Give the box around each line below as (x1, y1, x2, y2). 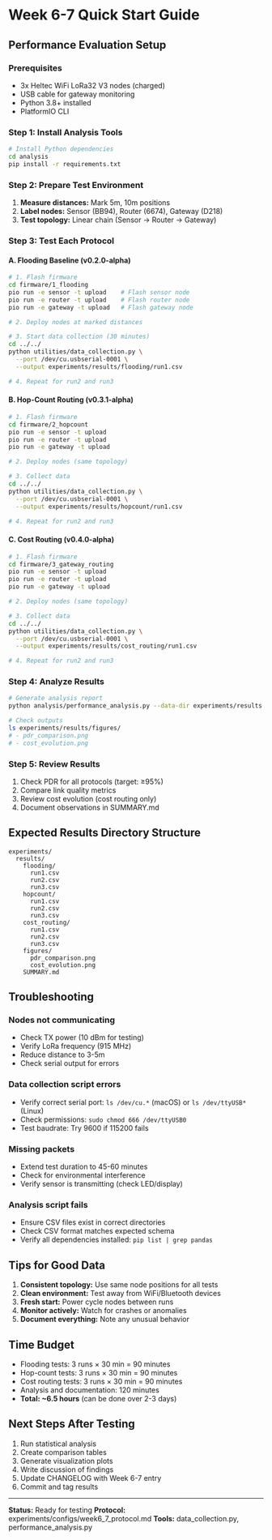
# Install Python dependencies (8, 145, 114, 153)
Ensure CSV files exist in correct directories (19, 1217, 166, 1227)
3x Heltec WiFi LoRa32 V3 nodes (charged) (19, 80, 166, 90)
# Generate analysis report (8, 695, 104, 703)
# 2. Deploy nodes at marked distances (8, 318, 143, 326)
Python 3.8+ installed (19, 97, 91, 107)
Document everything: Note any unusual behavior (19, 1315, 190, 1324)
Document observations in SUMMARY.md (19, 802, 159, 812)
